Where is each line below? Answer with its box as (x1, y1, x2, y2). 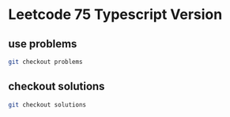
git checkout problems (8, 58, 83, 66)
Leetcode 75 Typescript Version (8, 6, 223, 24)
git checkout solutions (8, 100, 87, 108)
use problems (8, 37, 77, 51)
